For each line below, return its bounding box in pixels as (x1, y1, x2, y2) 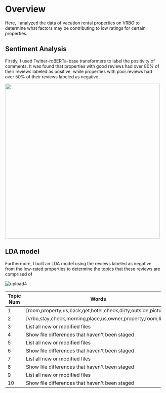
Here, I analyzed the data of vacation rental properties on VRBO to (5, 20, 140, 26)
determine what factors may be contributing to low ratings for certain (5, 25, 146, 31)
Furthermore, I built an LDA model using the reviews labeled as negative (5, 260, 152, 266)
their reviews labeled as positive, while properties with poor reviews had (5, 68, 152, 74)
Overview (5, 3, 46, 15)
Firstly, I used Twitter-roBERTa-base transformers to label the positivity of (5, 58, 155, 64)
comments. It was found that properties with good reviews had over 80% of (5, 63, 160, 69)
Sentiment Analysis (5, 45, 67, 53)
